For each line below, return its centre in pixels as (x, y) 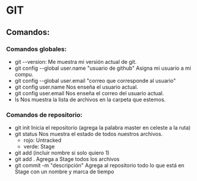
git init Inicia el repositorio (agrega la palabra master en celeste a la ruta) (103, 128)
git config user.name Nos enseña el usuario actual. (76, 87)
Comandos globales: (36, 49)
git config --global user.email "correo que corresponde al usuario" (95, 80)
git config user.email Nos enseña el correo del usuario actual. (89, 93)
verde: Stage (39, 147)
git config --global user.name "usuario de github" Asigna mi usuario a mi (103, 68)
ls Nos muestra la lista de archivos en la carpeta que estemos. (90, 99)
